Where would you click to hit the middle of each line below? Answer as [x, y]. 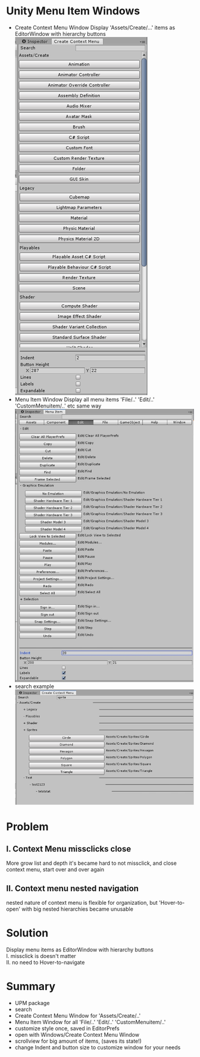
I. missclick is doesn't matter [41, 956]
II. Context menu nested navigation [72, 888]
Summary [31, 987]
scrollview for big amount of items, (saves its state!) [78, 1041]
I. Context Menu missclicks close [69, 849]
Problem [27, 827]
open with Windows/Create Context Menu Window [77, 1034]
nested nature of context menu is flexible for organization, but [82, 903]
